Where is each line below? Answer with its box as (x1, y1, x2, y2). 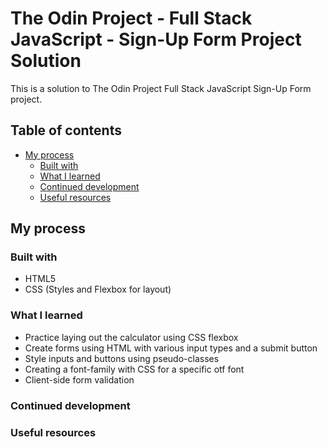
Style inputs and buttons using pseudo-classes (24, 352, 220, 364)
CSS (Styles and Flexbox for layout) (24, 283, 172, 296)
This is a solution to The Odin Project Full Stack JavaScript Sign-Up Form (10, 82, 312, 94)
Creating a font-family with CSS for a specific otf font (24, 363, 245, 375)
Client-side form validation (24, 373, 135, 386)
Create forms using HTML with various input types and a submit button (24, 342, 318, 354)
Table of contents (10, 122, 122, 139)
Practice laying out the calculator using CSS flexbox (24, 331, 239, 343)
